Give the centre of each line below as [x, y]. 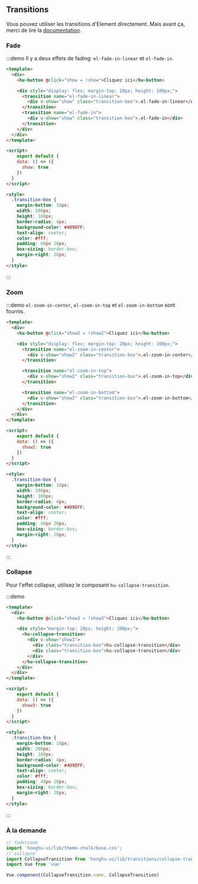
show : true [35, 168]
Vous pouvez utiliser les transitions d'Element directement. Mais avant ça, [96, 24]
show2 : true [36, 447]
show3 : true [36, 705]
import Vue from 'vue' [34, 865]
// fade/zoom [22, 842]
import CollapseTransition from [46, 859]
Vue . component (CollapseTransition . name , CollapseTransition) [83, 875]
